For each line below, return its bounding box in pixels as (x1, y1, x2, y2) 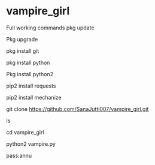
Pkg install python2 (6, 70, 54, 77)
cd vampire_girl (6, 128, 44, 136)
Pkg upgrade (6, 35, 38, 43)
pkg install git (6, 47, 39, 55)
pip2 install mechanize (6, 94, 62, 101)
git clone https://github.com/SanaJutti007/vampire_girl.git (6, 105, 149, 112)
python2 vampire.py (6, 140, 56, 148)
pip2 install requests (6, 82, 56, 89)
